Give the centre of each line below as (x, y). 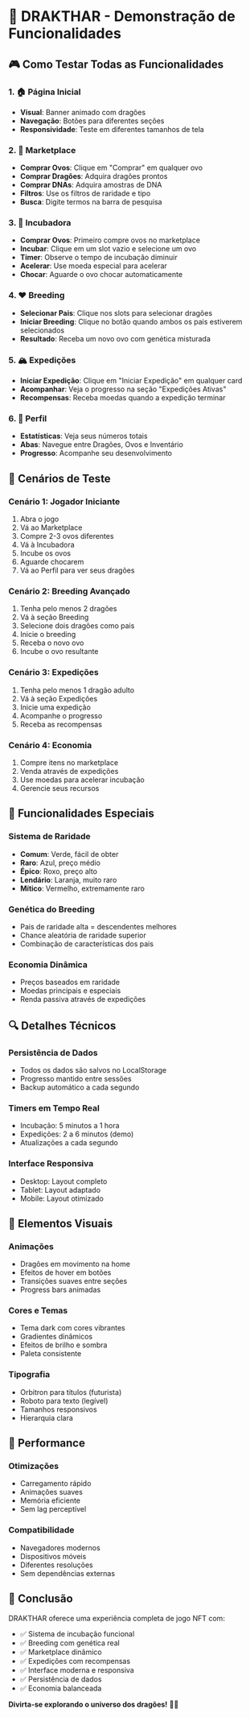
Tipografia (29, 1375)
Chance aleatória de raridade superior (83, 935)
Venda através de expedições (69, 771)
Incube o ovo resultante (59, 652)
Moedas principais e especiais (70, 991)
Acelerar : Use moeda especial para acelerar (93, 266)
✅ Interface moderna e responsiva (77, 1669)
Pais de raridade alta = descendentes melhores (98, 926)
